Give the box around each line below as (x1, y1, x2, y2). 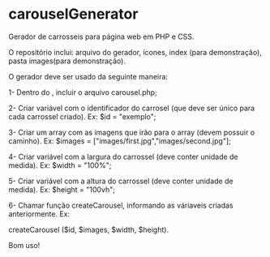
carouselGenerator (8, 5, 139, 24)
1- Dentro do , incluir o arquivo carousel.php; (8, 87, 158, 97)
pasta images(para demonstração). (8, 56, 126, 66)
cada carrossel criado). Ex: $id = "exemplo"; (8, 111, 156, 122)
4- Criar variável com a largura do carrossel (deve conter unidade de (8, 152, 238, 161)
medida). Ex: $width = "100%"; (8, 160, 112, 170)
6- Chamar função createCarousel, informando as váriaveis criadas (8, 200, 234, 210)
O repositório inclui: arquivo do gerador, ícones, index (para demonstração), (8, 47, 262, 57)
